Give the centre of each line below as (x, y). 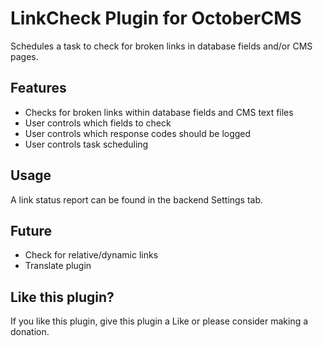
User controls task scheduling (86, 144)
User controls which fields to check (98, 123)
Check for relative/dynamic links (91, 255)
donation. (30, 332)
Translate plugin (58, 266)
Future (31, 230)
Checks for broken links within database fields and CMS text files (159, 112)
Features (38, 88)
